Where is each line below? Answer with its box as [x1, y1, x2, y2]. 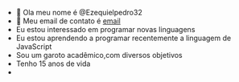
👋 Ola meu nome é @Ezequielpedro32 [15, 8, 142, 17]
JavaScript [15, 42, 52, 51]
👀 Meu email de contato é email [15, 16, 121, 26]
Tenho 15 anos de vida [15, 59, 91, 68]
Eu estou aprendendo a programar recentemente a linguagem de [15, 33, 232, 43]
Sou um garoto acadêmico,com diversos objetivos [15, 51, 183, 59]
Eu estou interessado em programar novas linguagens [15, 25, 196, 34]
